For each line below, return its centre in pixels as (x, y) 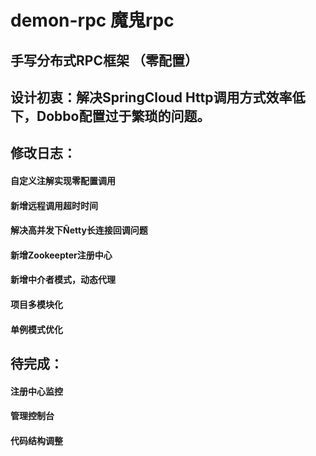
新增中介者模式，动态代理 (63, 280)
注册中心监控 (36, 391)
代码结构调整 (36, 440)
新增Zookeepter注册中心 (61, 255)
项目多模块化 (36, 304)
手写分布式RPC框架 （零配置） (104, 60)
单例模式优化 (36, 329)
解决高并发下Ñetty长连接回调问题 (79, 230)
